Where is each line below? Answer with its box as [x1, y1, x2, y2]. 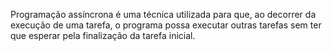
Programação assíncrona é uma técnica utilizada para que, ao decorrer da [10, 9, 317, 20]
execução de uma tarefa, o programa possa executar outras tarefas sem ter [10, 19, 322, 31]
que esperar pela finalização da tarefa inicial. [10, 30, 196, 41]
